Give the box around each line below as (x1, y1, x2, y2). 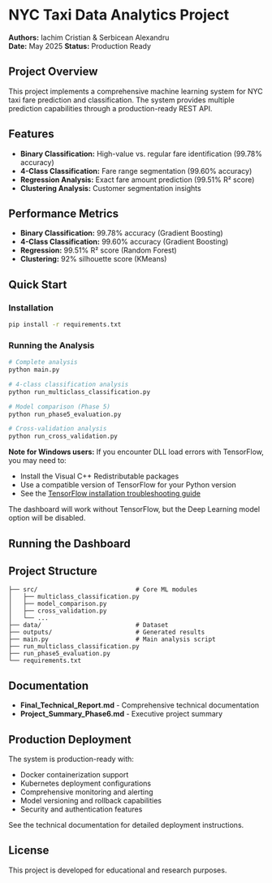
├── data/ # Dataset (8, 621, 169, 630)
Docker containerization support (19, 770, 129, 780)
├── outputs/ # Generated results (8, 628, 205, 637)
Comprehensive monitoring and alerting (19, 787, 153, 797)
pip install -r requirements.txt (8, 321, 122, 329)
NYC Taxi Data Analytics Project (8, 6, 230, 24)
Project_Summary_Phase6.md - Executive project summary (19, 709, 223, 719)
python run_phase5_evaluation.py (8, 410, 122, 418)
